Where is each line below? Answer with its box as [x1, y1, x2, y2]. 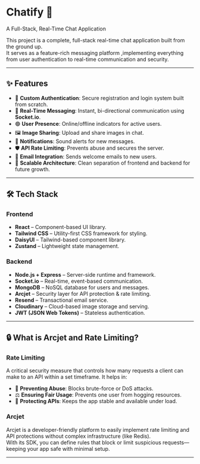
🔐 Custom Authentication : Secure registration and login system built [14, 94, 185, 101]
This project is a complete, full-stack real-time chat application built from [6, 36, 185, 44]
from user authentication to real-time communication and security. [6, 55, 169, 63]
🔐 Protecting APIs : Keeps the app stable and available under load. [14, 398, 177, 405]
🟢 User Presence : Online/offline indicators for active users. [14, 120, 162, 127]
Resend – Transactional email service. [14, 296, 108, 304]
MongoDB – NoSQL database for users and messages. [14, 283, 149, 291]
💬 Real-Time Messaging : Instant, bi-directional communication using [14, 107, 185, 114]
